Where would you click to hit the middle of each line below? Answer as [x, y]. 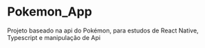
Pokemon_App [50, 12]
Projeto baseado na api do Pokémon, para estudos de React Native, [103, 30]
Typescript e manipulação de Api [54, 37]
